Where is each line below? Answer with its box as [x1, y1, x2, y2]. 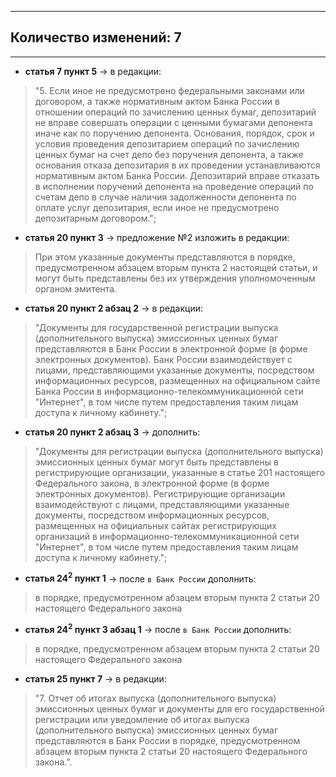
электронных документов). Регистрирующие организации [34, 487, 286, 500]
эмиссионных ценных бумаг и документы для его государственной [34, 703, 325, 715]
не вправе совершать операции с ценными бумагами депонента [34, 116, 313, 128]
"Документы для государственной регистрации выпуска [34, 321, 279, 333]
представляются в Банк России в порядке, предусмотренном [34, 735, 301, 747]
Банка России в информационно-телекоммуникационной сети [34, 385, 304, 397]
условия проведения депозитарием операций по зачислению [34, 137, 300, 150]
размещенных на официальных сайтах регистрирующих [34, 519, 277, 531]
